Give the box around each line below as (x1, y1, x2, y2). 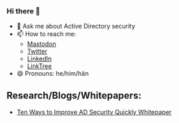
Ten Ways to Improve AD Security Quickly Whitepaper (16, 108, 172, 117)
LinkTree (26, 62, 52, 70)
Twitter (26, 47, 48, 56)
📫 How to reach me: (16, 30, 77, 38)
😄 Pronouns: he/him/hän (16, 69, 89, 78)
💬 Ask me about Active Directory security (16, 22, 136, 31)
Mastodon (26, 40, 56, 48)
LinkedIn (26, 55, 52, 63)
